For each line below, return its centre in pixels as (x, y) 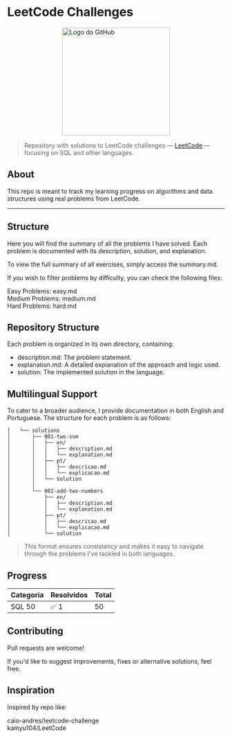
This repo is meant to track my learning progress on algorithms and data (110, 191)
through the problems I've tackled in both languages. (99, 554)
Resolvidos (69, 595)
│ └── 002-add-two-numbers (55, 491)
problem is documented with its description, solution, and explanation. (107, 250)
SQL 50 (23, 606)
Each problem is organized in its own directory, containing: (90, 344)
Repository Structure (54, 327)
